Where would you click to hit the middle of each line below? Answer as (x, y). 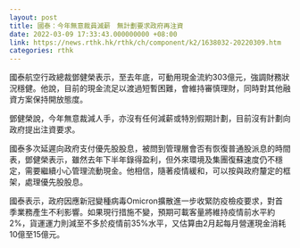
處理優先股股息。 (56, 182)
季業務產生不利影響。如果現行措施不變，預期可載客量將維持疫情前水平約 (142, 212)
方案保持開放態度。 (52, 100)
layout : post (33, 17)
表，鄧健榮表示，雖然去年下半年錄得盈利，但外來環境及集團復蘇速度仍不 (142, 160)
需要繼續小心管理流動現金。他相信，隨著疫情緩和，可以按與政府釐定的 (154, 171)
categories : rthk (42, 51)
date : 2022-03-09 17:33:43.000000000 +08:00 (93, 34)
